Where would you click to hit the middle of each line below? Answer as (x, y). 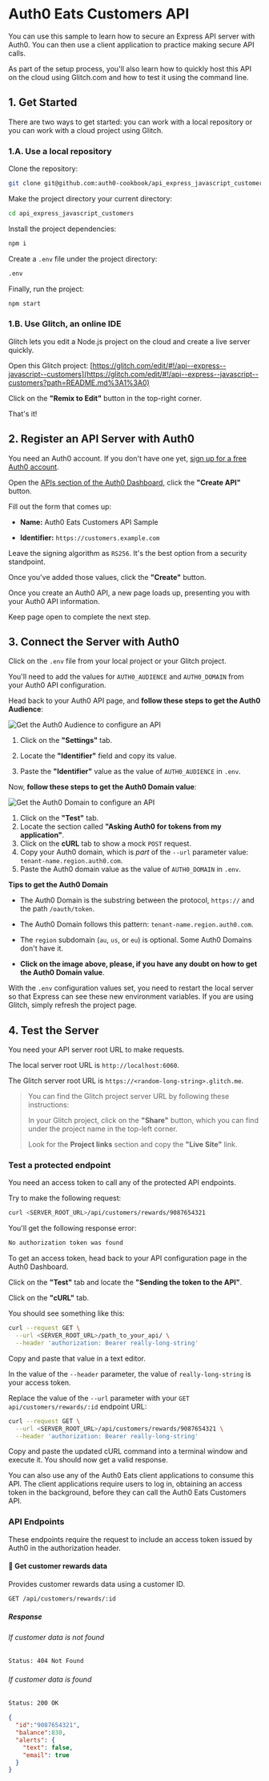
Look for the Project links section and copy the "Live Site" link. (132, 1145)
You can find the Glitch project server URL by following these (128, 1097)
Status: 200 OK (34, 1703)
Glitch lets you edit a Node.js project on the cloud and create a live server (129, 341)
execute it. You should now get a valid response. (88, 1460)
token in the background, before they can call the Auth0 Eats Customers (127, 1492)
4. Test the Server (54, 1030)
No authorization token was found (66, 1243)
